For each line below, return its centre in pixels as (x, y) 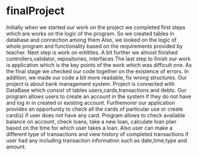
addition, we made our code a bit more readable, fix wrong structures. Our (97, 77)
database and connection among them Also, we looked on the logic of (92, 40)
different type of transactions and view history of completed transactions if (98, 134)
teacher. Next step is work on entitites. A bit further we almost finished (92, 52)
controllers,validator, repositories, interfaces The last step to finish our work (98, 59)
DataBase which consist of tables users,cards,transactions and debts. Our (96, 90)
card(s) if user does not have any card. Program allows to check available (96, 115)
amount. (16, 147)
